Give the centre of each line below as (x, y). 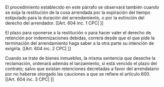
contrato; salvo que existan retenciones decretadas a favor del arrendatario (82, 69)
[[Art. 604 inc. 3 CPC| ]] (29, 79)
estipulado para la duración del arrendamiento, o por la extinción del (75, 18)
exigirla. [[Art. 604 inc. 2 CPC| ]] (38, 48)
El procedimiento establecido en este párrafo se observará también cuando (82, 7)
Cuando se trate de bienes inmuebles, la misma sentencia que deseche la (80, 58)
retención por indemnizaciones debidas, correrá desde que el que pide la (80, 38)
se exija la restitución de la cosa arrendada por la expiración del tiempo (78, 12)
